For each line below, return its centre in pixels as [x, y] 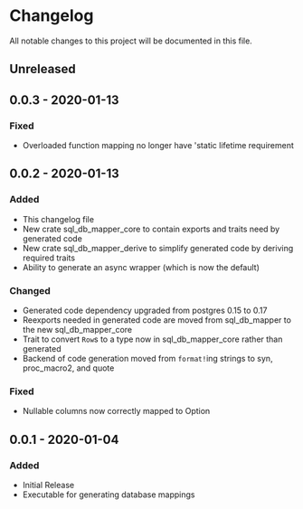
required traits [48, 258]
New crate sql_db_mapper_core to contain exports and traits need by [151, 229]
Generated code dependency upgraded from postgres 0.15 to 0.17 [145, 310]
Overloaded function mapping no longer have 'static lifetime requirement [158, 146]
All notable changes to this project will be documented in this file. [131, 41]
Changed [30, 290]
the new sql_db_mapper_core [77, 330]
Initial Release [48, 485]
